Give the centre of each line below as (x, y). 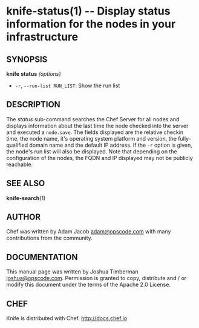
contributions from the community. (49, 238)
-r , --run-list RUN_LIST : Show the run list (67, 85)
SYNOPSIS (27, 59)
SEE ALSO (26, 183)
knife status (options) (34, 74)
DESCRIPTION (33, 105)
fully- (185, 138)
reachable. (20, 164)
